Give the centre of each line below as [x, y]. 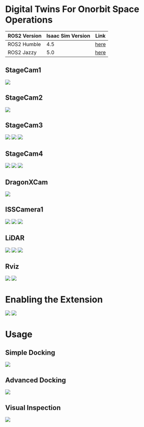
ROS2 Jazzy [22, 52]
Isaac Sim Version [68, 36]
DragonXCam [27, 182]
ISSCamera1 [24, 210]
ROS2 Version [25, 36]
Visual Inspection [33, 408]
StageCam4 [24, 154]
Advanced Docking [35, 380]
